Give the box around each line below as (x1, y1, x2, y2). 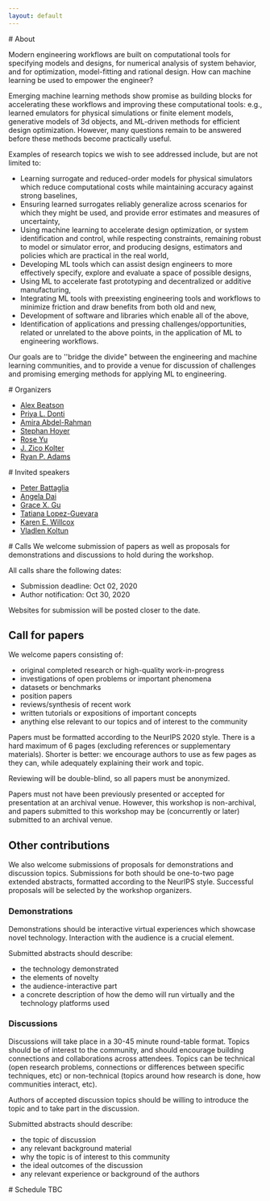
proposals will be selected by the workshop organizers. (8, 886, 192, 896)
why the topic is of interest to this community (19, 1152, 171, 1162)
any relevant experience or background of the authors (19, 1169, 200, 1178)
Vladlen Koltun (19, 526, 69, 535)
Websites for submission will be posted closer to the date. (8, 605, 201, 615)
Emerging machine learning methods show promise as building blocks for (8, 90, 252, 101)
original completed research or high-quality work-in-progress (19, 666, 225, 675)
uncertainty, (19, 216, 60, 226)
